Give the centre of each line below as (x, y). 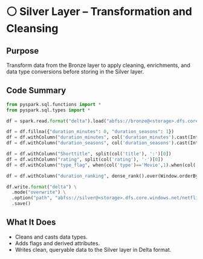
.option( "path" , (32, 198)
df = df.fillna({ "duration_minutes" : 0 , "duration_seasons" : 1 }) (90, 132)
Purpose (23, 51)
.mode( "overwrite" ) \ (39, 192)
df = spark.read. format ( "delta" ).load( (56, 121)
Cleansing (32, 29)
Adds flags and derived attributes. (57, 243)
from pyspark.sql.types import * (48, 110)
